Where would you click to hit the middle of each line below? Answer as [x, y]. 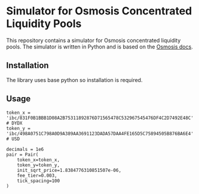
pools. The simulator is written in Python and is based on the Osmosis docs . [99, 47]
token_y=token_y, [39, 165]
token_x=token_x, [39, 160]
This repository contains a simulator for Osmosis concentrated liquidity [94, 40]
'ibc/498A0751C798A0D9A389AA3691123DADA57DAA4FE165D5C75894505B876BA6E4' [100, 134]
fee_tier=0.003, [37, 175]
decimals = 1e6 [25, 149]
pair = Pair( [22, 154]
